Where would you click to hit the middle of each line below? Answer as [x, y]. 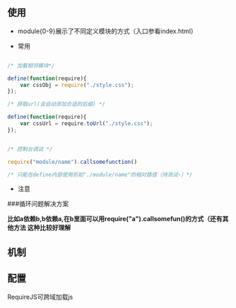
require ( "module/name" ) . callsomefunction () [72, 162]
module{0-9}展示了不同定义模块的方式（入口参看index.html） [107, 31]
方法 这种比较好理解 [42, 227]
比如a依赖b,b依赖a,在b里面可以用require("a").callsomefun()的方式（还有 [115, 219]
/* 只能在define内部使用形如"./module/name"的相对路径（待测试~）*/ [100, 174]
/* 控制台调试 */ [30, 149]
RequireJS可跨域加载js [40, 297]
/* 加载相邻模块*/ [31, 66]
